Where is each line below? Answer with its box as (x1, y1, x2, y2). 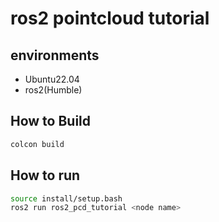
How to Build (10, 113, 92, 130)
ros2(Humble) (24, 84, 83, 96)
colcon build (10, 139, 65, 149)
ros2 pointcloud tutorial (10, 7, 210, 30)
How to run (10, 167, 81, 184)
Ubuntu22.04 (24, 73, 80, 85)
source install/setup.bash (10, 193, 123, 204)
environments (10, 47, 100, 64)
